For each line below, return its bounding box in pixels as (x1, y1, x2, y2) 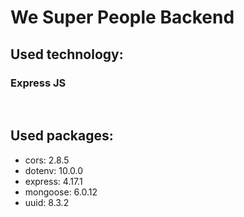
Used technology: (10, 46, 124, 63)
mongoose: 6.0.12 (24, 186, 98, 198)
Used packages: (10, 127, 114, 145)
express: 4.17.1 (24, 175, 83, 187)
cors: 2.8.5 (24, 154, 70, 166)
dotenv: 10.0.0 (24, 164, 84, 176)
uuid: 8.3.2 (24, 196, 70, 208)
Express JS (10, 76, 67, 90)
